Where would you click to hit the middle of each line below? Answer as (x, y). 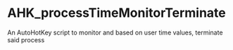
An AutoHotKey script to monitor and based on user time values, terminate (115, 32)
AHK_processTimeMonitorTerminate (117, 13)
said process (26, 39)
